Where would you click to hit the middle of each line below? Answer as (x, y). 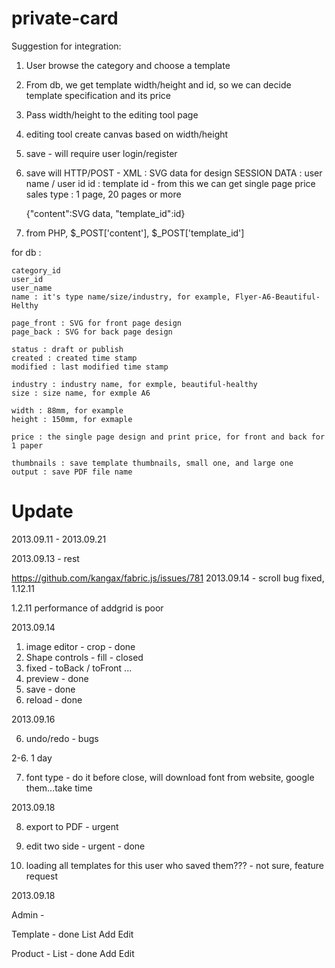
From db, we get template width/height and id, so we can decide (158, 84)
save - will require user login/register (101, 153)
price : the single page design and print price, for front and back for (168, 437)
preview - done (57, 678)
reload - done (54, 699)
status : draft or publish (67, 349)
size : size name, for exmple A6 (81, 393)
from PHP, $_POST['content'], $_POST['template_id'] (135, 233)
